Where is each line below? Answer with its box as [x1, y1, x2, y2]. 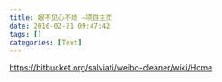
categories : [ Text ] [9, 37, 83, 47]
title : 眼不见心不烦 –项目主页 [9, 12, 113, 22]
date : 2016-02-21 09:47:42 [9, 21, 111, 30]
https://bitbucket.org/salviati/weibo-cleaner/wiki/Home [9, 62, 213, 73]
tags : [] [9, 29, 42, 38]
